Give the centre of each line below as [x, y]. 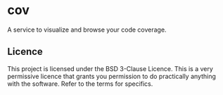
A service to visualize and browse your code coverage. [87, 30]
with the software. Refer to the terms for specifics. [80, 84]
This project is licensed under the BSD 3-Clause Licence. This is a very [110, 68]
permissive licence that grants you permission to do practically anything [112, 76]
